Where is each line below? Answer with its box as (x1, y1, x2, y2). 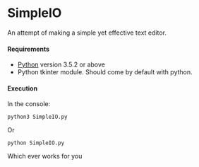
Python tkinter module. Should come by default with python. (17, 68, 193, 76)
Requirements (7, 45, 50, 53)
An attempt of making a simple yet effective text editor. (7, 28, 167, 37)
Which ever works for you (7, 152, 83, 161)
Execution (7, 83, 37, 93)
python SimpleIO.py (7, 139, 65, 146)
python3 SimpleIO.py (7, 113, 68, 121)
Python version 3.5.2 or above (17, 60, 106, 69)
